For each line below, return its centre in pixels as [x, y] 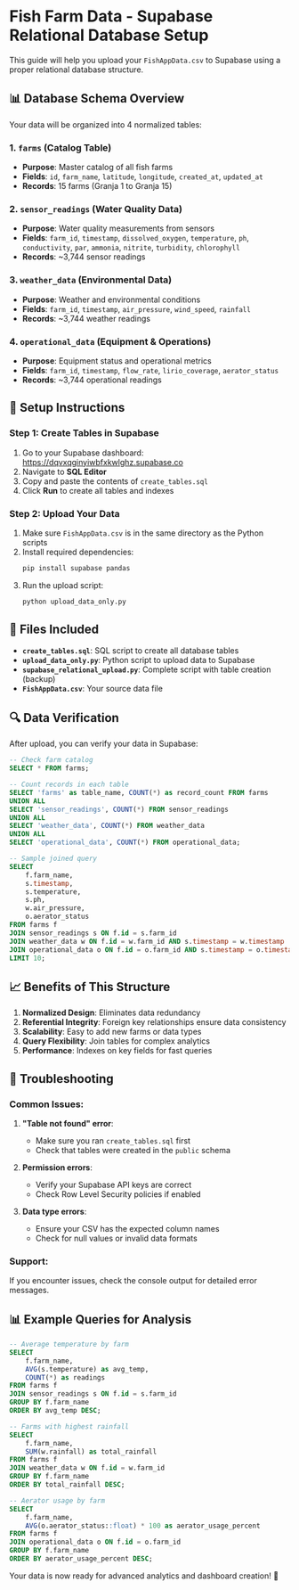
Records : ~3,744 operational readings [92, 380]
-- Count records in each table [69, 785]
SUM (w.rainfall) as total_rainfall [91, 1451]
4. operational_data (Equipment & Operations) [110, 341]
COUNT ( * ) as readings [65, 1377]
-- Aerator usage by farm [57, 1500]
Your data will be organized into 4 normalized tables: [105, 124]
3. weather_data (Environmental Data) [90, 280]
